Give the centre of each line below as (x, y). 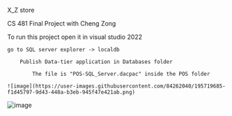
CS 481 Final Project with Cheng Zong (62, 23)
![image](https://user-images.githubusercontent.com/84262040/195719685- (117, 86)
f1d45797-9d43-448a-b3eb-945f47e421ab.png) (71, 92)
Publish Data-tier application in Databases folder (96, 62)
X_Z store (21, 10)
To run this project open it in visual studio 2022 (75, 37)
